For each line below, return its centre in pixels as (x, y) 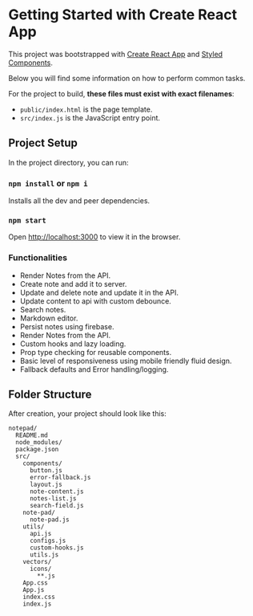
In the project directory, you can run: (68, 162)
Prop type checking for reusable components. (96, 352)
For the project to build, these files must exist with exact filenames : (121, 93)
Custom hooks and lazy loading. (73, 344)
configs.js (48, 541)
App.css (35, 583)
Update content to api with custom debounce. (96, 301)
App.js (34, 590)
